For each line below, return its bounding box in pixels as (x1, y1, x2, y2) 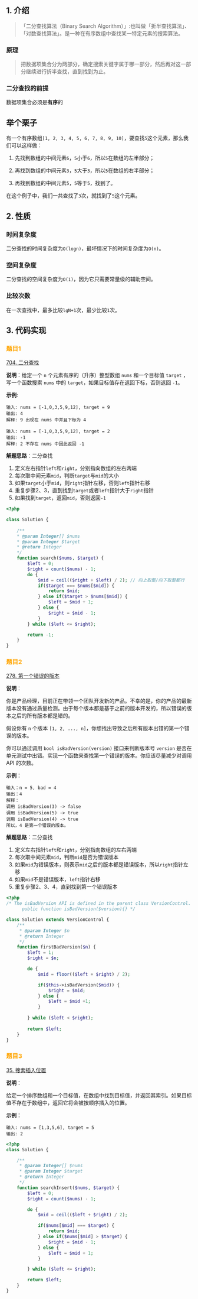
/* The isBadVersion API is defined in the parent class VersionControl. (6, 901, 192, 907)
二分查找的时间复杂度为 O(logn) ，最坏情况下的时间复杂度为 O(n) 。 (6, 245, 164, 252)
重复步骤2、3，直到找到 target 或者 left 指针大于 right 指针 (14, 487, 154, 494)
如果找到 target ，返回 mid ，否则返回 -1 (14, 494, 106, 501)
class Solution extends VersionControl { (6, 917, 110, 923)
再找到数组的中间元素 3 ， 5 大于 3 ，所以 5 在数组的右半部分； (14, 167, 155, 174)
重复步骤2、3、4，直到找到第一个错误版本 (14, 883, 118, 891)
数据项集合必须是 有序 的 (6, 99, 63, 106)
